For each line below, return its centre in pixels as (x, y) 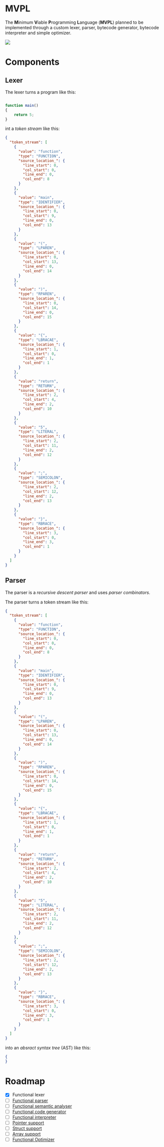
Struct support (27, 1128)
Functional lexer (28, 1095)
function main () (22, 105)
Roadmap (25, 1081)
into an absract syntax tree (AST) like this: (48, 1048)
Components (32, 62)
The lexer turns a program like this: (41, 92)
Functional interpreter (34, 1117)
